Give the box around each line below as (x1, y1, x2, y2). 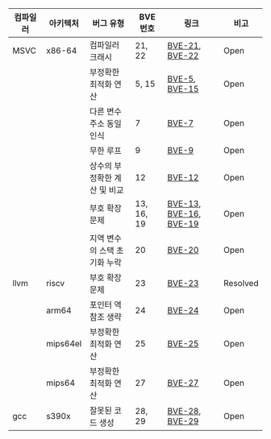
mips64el (45, 338, 82, 349)
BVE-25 (167, 338, 199, 349)
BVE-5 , (167, 73, 196, 84)
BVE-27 (167, 378, 199, 388)
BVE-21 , (167, 40, 202, 51)
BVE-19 (167, 218, 199, 229)
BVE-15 (167, 84, 199, 94)
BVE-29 (167, 416, 199, 426)
